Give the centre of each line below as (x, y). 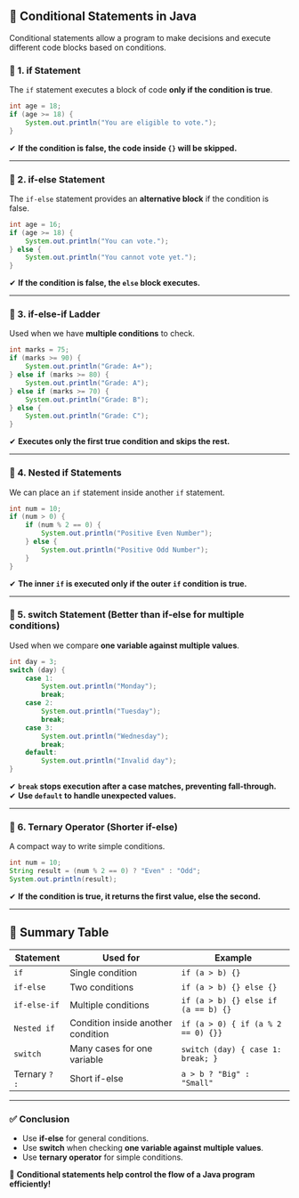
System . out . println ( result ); (63, 879)
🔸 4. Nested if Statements (65, 473)
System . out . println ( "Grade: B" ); (87, 400)
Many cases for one (111, 1048)
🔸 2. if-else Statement (57, 179)
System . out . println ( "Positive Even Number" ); (127, 534)
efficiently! (30, 1184)
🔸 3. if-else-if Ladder (55, 314)
